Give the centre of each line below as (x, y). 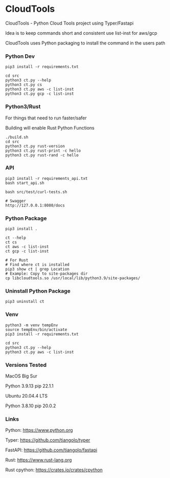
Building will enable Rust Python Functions (50, 128)
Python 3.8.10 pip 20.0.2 (31, 406)
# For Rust (17, 260)
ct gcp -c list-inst (27, 252)
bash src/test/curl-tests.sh (36, 192)
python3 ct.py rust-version (35, 146)
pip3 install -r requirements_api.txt (46, 178)
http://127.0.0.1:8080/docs (35, 205)
